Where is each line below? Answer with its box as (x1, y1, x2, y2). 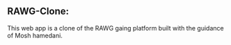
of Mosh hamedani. (7, 31, 63, 39)
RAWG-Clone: (7, 6, 70, 17)
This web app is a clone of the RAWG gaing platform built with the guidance (7, 24, 224, 32)
